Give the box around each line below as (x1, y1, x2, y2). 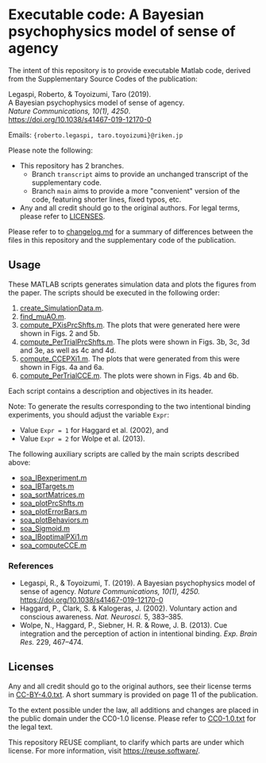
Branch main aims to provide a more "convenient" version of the (31, 186, 241, 195)
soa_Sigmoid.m (19, 523, 70, 533)
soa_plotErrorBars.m (19, 507, 87, 516)
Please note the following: (8, 145, 93, 155)
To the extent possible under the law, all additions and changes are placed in (8, 705, 259, 715)
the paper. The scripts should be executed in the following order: (8, 287, 220, 297)
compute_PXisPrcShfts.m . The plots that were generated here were (19, 320, 241, 329)
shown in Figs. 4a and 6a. (19, 362, 105, 372)
